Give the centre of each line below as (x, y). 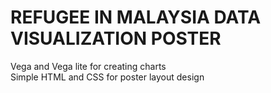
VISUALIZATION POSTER (116, 38)
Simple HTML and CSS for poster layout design (107, 77)
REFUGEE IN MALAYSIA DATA (136, 17)
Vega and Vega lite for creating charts (88, 66)
